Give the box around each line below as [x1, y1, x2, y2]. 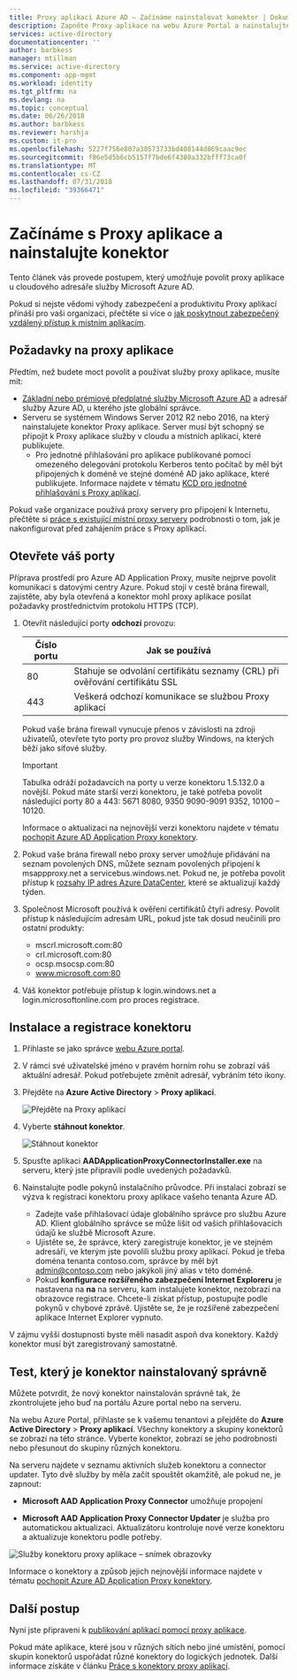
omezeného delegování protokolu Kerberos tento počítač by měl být [34, 459, 283, 469]
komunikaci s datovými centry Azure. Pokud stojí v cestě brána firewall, [9, 582, 270, 592]
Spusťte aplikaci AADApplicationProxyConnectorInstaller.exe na [21, 1156, 263, 1167]
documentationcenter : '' [9, 37, 101, 47]
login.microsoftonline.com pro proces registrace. [21, 994, 201, 1005]
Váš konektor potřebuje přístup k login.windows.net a [21, 984, 217, 996]
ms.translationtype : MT [9, 161, 97, 170]
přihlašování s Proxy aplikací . [34, 487, 141, 497]
